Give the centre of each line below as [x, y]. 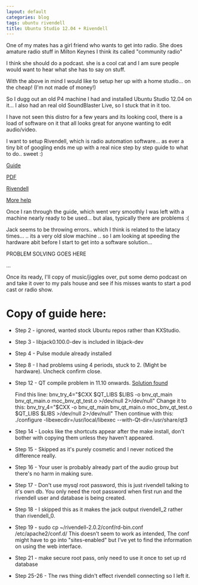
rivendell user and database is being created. [70, 498]
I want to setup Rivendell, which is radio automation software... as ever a [95, 141]
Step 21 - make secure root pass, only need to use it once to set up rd [100, 558]
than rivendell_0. [35, 516]
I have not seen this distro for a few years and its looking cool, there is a [95, 117]
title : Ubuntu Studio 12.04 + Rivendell [57, 28]
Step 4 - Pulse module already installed [63, 353]
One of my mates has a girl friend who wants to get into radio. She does [95, 45]
